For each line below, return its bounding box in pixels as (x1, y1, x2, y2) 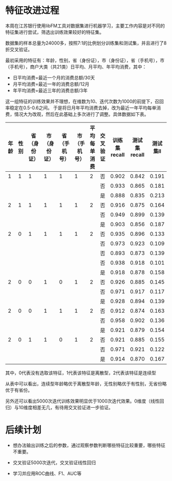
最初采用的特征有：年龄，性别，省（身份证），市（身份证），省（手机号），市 (5, 57, 165, 63)
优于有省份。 (5, 387, 32, 393)
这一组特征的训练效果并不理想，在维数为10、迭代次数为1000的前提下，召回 (5, 98, 164, 104)
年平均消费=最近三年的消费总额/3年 (12, 87, 88, 93)
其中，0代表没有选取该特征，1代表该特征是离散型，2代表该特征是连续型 (5, 370, 157, 376)
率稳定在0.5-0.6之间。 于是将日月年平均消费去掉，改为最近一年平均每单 (5, 105, 157, 111)
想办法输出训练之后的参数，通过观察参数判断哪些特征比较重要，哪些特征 (12, 442, 165, 448)
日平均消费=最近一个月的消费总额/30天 (12, 74, 95, 81)
